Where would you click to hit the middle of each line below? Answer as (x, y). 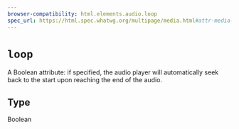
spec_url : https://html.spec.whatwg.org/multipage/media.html (101, 21)
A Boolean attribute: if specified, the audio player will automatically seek (113, 72)
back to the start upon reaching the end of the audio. (85, 80)
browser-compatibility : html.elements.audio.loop (83, 14)
